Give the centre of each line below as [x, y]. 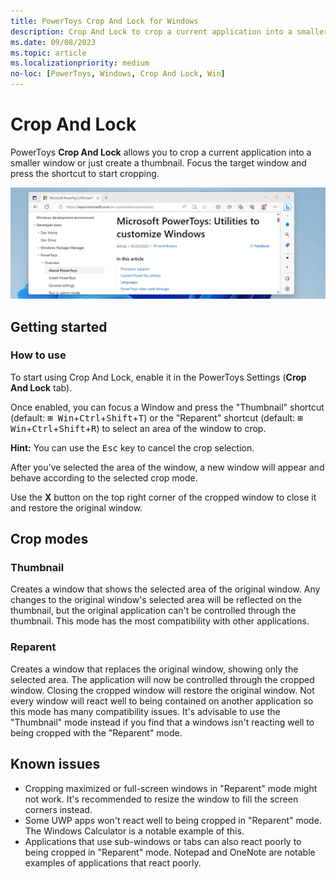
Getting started [59, 326]
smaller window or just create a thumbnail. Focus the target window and [158, 162]
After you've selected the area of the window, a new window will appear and [167, 467]
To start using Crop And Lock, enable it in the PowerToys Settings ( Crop [158, 377]
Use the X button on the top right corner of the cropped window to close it [163, 497]
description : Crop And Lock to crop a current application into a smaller [169, 31]
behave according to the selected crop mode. [104, 477]
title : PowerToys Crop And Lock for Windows [104, 21]
